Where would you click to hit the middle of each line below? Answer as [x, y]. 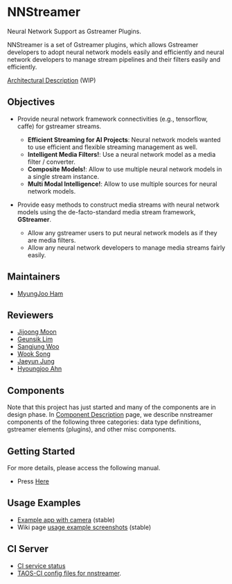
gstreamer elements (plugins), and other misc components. [92, 429]
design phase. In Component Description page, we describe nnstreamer [110, 415]
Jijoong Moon [37, 332]
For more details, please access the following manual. [84, 468]
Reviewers [30, 315]
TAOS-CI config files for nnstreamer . [69, 573]
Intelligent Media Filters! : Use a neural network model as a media [122, 154]
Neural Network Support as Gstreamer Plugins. [74, 31]
